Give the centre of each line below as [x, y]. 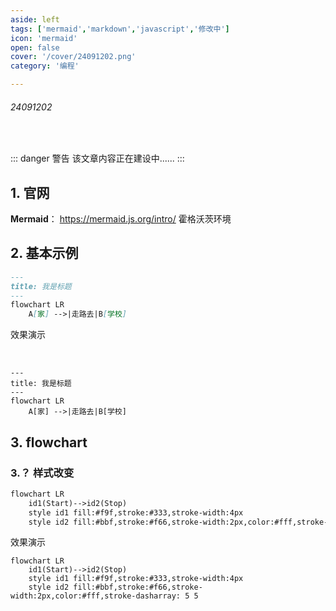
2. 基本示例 [44, 253]
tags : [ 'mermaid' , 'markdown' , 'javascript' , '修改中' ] [120, 29]
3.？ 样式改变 [42, 473]
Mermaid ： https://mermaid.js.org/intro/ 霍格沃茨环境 [121, 219]
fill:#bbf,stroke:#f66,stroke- [138, 587]
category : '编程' [45, 66]
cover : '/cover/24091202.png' [73, 57]
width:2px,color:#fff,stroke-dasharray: [96, 596]
